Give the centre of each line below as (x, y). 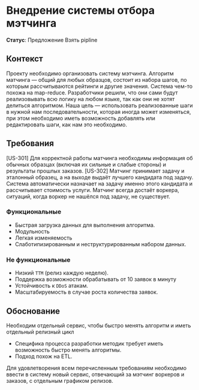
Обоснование (33, 311)
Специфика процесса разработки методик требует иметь (89, 343)
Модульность (32, 231)
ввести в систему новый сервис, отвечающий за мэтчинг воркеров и (95, 374)
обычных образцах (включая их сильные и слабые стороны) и (86, 164)
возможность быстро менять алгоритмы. (68, 350)
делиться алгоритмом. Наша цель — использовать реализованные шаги (99, 105)
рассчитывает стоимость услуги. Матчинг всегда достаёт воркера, (93, 190)
